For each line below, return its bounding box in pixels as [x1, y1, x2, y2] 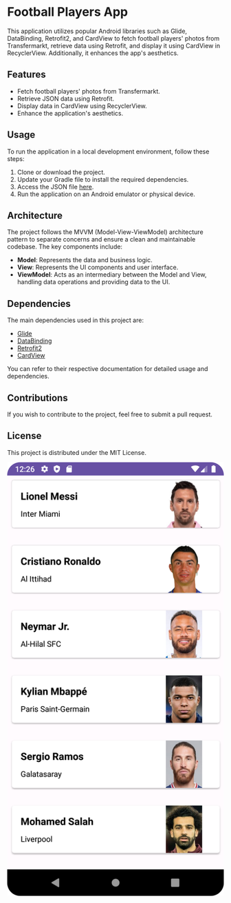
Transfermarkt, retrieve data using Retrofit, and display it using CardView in [7, 41, 221, 50]
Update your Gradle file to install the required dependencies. [16, 175, 189, 183]
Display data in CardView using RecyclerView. [16, 101, 148, 110]
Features [7, 69, 46, 81]
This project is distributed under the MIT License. [7, 448, 146, 456]
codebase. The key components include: [7, 242, 122, 251]
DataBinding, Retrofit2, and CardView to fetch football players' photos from [7, 34, 220, 42]
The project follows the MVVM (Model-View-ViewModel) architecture [7, 228, 204, 236]
